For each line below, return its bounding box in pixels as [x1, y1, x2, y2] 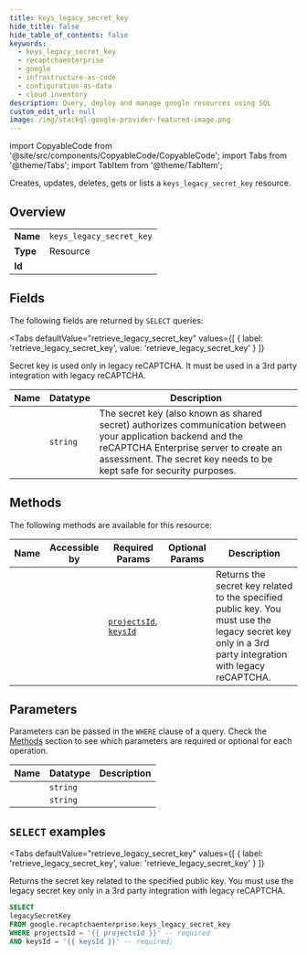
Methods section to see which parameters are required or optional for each [9, 736, 292, 747]
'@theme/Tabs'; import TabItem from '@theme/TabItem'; [9, 160, 223, 171]
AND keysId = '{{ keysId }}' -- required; [9, 937, 174, 946]
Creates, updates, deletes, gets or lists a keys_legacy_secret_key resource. [9, 177, 291, 188]
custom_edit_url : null [9, 107, 96, 116]
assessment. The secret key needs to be [99, 452, 273, 465]
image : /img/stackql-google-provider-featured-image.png [9, 115, 231, 124]
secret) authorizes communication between [99, 418, 287, 430]
